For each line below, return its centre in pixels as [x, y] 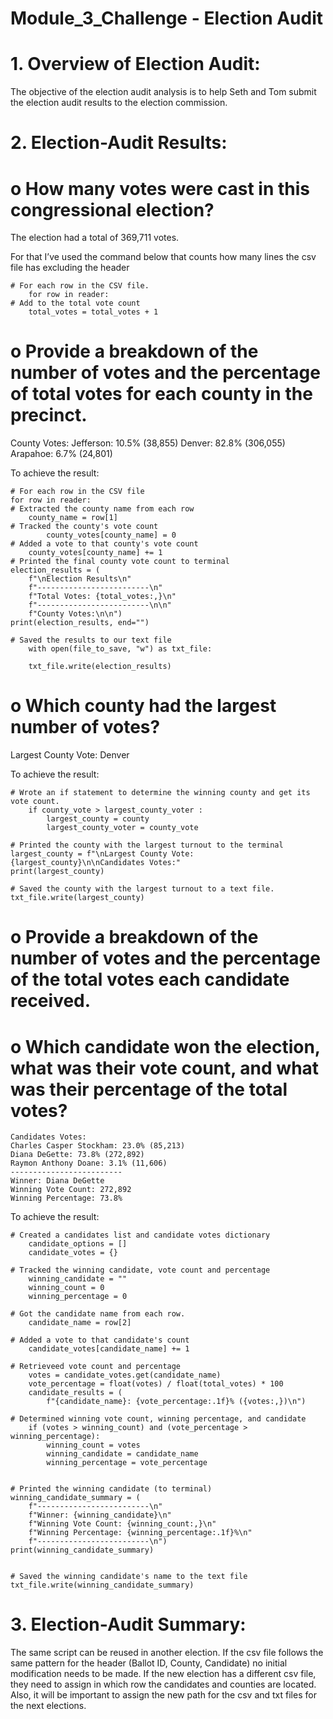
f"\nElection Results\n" [80, 579]
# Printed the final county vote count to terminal [120, 562]
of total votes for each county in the [161, 394]
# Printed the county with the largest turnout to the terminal [147, 845]
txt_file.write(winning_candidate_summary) [102, 1585]
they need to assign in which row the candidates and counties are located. [163, 1684]
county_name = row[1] [73, 518]
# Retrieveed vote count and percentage [96, 1367]
